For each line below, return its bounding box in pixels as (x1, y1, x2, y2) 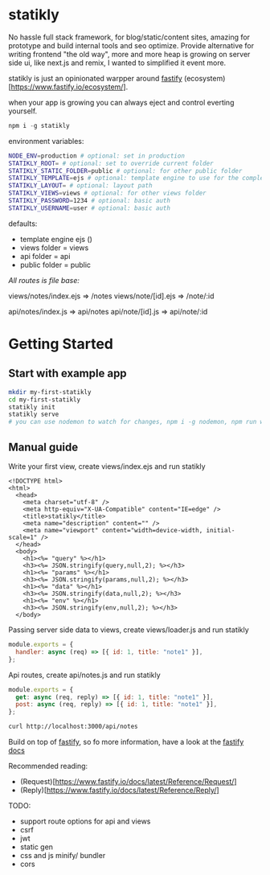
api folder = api (19, 251, 71, 261)
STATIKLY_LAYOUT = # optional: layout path (8, 182, 153, 190)
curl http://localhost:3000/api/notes (8, 722, 138, 731)
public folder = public (19, 260, 91, 269)
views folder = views (19, 243, 89, 253)
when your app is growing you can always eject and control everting (8, 97, 235, 107)
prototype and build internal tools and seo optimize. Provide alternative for (8, 40, 255, 50)
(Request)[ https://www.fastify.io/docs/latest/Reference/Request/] (19, 777, 237, 786)
